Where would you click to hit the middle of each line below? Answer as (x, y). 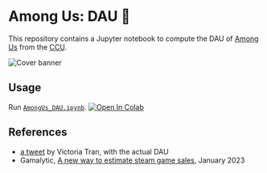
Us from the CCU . (37, 46)
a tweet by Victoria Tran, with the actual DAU (94, 151)
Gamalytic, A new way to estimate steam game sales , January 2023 (132, 160)
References (38, 133)
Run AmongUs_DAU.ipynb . (47, 107)
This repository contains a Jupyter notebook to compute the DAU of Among (133, 38)
